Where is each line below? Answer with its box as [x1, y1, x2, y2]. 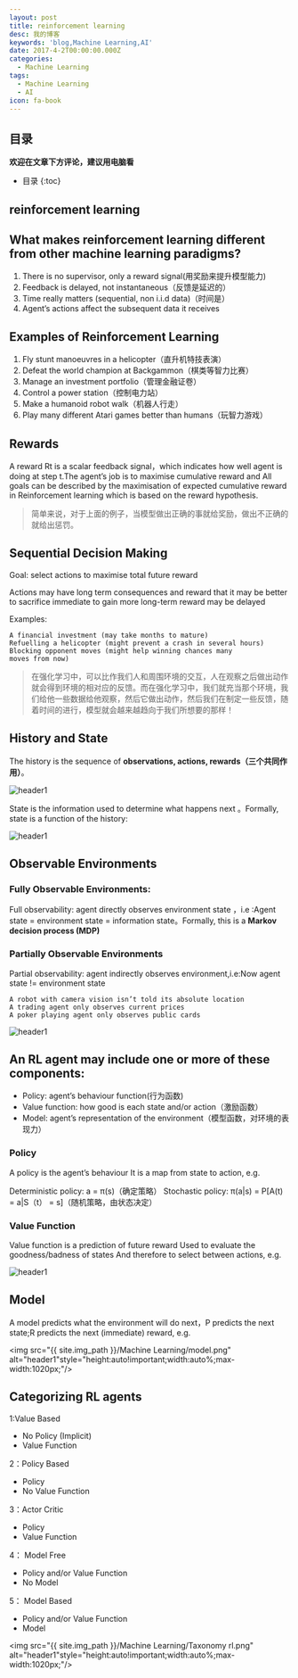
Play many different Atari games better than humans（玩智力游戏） [21, 409, 269, 420]
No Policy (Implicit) [21, 1430, 92, 1441]
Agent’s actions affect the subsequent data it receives [21, 303, 220, 314]
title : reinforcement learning [9, 21, 125, 30]
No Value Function [21, 1485, 91, 1496]
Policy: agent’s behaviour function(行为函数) [21, 1090, 184, 1102]
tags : [9, 71, 29, 80]
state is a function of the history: [9, 813, 129, 823]
